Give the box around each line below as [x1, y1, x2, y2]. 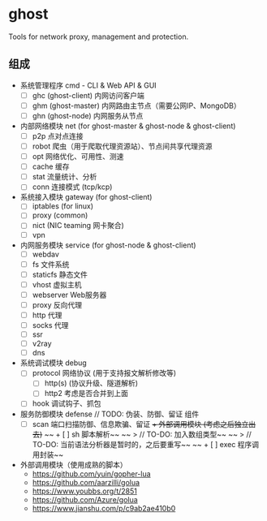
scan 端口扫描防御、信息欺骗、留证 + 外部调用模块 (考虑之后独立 [32, 419, 249, 428]
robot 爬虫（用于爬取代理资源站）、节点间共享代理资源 [32, 141, 213, 151]
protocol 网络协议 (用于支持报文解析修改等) [32, 368, 177, 378]
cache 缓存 [32, 161, 70, 171]
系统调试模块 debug [19, 358, 87, 368]
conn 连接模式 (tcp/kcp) [32, 182, 113, 192]
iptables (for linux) [32, 201, 94, 211]
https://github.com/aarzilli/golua [32, 477, 140, 487]
